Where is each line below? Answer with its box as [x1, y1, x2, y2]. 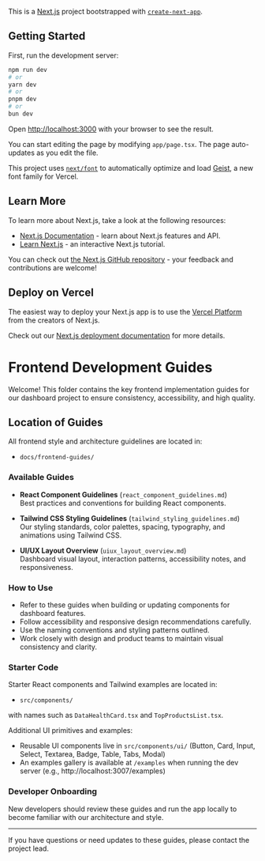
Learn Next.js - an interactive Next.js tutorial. [19, 239, 166, 248]
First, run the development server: [8, 51, 119, 60]
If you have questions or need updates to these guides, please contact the [8, 835, 250, 844]
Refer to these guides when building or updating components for [19, 600, 230, 610]
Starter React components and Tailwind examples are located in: [8, 680, 218, 689]
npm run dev [8, 66, 47, 74]
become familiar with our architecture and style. [8, 812, 164, 821]
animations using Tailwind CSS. [19, 530, 122, 540]
